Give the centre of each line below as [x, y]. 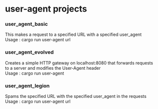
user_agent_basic [26, 24]
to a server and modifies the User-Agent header [53, 68]
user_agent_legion [27, 86]
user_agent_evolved [30, 52]
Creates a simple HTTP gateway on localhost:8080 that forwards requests [79, 63]
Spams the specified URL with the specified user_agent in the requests [76, 96]
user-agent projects [46, 9]
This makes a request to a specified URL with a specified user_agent [73, 34]
